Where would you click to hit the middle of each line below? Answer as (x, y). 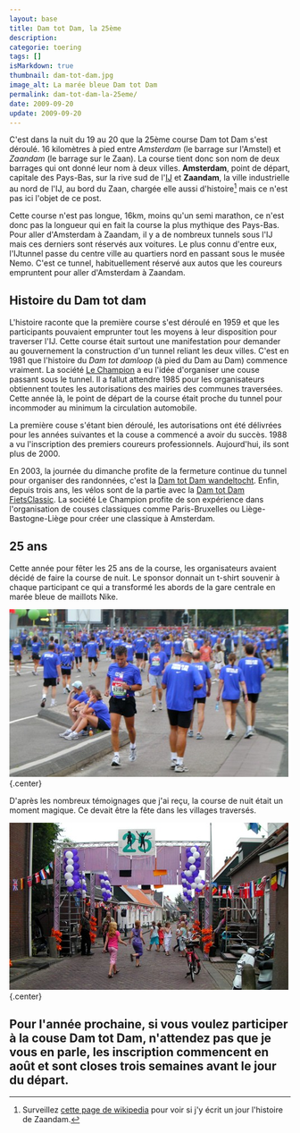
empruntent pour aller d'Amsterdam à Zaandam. (97, 273)
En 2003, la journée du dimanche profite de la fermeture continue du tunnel (148, 470)
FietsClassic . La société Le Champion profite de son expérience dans (137, 499)
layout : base (33, 19)
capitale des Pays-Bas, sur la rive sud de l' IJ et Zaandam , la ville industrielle (150, 178)
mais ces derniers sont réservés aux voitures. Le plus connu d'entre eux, (143, 244)
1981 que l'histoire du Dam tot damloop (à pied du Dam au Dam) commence (149, 360)
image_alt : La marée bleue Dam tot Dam (83, 85)
